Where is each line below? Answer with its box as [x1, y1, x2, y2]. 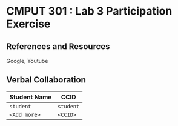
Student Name [9, 93, 52, 101]
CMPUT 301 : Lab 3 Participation [6, 4, 173, 18]
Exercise [6, 17, 51, 31]
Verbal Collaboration [6, 75, 86, 85]
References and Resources [6, 41, 110, 51]
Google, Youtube [6, 58, 48, 64]
